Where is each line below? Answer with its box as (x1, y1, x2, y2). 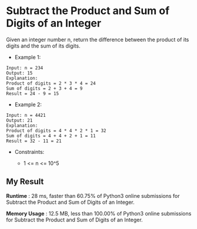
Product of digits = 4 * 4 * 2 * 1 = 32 (6, 127, 107, 133)
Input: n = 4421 (6, 112, 46, 118)
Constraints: (14, 148, 45, 155)
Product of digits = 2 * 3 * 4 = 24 (6, 80, 96, 86)
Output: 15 (6, 70, 33, 76)
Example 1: (14, 53, 41, 60)
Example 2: (14, 101, 42, 108)
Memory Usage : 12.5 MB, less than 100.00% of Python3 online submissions (6, 210, 192, 217)
